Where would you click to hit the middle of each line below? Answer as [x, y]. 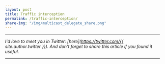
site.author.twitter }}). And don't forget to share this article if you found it [79, 47]
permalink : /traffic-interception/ [41, 18]
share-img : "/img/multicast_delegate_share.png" [56, 23]
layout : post [18, 9]
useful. [12, 52]
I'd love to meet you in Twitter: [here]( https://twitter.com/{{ [64, 41]
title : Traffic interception [35, 14]
